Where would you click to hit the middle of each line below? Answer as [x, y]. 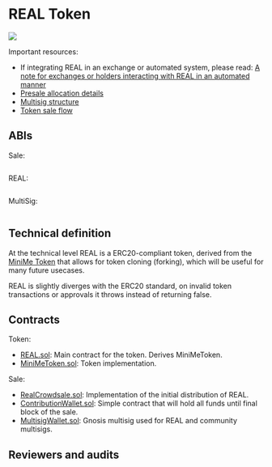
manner [33, 84]
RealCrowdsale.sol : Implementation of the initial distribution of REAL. [134, 395]
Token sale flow [46, 110]
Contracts [34, 319]
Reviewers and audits [64, 454]
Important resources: [43, 51]
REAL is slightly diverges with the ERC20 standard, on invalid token [120, 286]
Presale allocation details [62, 93]
